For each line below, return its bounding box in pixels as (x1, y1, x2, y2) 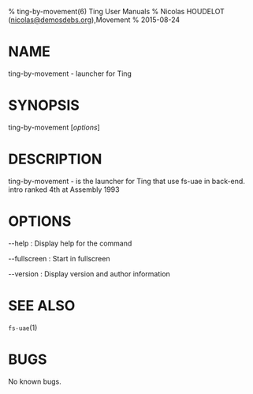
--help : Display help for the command (8, 238, 132, 248)
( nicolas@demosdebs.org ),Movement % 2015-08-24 (8, 15, 180, 24)
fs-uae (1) (8, 323, 38, 332)
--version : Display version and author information (8, 268, 171, 279)
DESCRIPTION (8, 150, 102, 168)
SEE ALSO (8, 296, 76, 314)
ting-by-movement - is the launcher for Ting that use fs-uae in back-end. (8, 176, 246, 186)
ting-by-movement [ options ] (8, 122, 100, 132)
